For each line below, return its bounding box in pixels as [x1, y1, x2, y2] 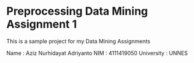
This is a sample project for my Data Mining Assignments [6, 37, 150, 45]
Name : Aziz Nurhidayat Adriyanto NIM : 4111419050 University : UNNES [6, 49, 188, 56]
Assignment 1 [6, 17, 77, 31]
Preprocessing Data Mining [6, 4, 149, 18]
